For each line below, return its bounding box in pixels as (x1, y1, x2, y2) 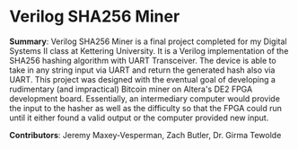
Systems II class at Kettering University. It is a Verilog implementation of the (9, 45, 289, 56)
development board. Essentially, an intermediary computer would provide (9, 92, 281, 104)
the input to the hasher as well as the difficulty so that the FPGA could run (9, 102, 283, 113)
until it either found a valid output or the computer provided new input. (9, 112, 269, 123)
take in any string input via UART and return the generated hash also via (9, 65, 276, 75)
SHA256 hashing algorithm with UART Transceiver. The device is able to (9, 55, 276, 66)
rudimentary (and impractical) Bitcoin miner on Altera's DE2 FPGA (9, 83, 253, 94)
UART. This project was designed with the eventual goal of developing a (9, 74, 276, 84)
